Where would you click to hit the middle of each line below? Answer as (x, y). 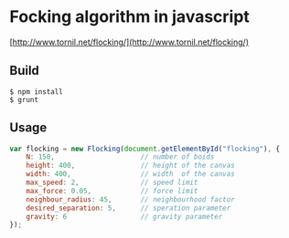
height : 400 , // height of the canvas (130, 166)
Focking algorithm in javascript (129, 17)
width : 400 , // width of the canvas (130, 174)
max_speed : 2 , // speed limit (112, 183)
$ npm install (37, 92)
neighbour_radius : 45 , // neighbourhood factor (130, 199)
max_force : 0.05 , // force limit (112, 191)
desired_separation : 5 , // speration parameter (128, 208)
